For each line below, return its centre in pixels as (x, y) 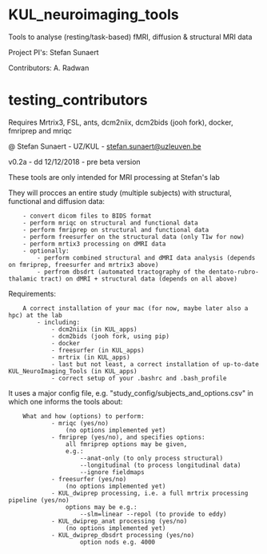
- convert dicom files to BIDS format (87, 216)
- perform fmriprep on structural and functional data (116, 229)
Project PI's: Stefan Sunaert (54, 52)
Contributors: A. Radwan (49, 68)
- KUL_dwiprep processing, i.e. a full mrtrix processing (149, 493)
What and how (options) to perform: (84, 416)
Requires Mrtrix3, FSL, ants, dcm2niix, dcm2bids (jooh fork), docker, (121, 122)
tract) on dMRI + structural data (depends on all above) (139, 279)
